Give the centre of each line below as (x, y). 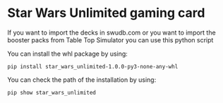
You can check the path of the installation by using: (82, 80)
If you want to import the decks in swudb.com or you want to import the (112, 32)
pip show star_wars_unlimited (52, 92)
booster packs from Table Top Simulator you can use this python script (110, 40)
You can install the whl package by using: (68, 54)
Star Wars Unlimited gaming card (106, 13)
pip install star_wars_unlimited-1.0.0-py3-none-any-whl (93, 66)
